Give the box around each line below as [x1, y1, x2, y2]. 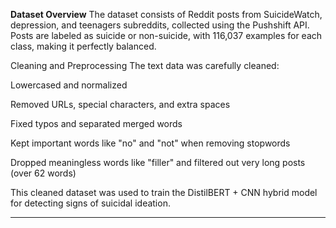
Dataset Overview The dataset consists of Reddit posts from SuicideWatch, [10, 9, 323, 20]
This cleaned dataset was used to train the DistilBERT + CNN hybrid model [10, 187, 318, 198]
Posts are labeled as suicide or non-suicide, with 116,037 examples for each [10, 30, 323, 41]
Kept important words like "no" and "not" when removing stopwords [10, 137, 291, 149]
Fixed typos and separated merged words [10, 118, 183, 129]
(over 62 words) [10, 167, 77, 179]
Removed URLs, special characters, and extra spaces [10, 99, 231, 110]
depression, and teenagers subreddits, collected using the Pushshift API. [10, 19, 310, 31]
